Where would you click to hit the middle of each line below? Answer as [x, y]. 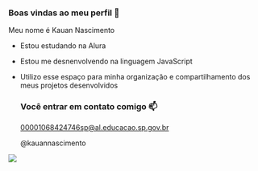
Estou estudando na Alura [63, 46]
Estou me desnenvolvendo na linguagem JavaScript [106, 61]
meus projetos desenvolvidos [69, 85]
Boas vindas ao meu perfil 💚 [64, 13]
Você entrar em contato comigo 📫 [89, 107]
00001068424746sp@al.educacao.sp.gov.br [94, 127]
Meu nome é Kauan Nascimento [62, 31]
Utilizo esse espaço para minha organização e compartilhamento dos [135, 77]
